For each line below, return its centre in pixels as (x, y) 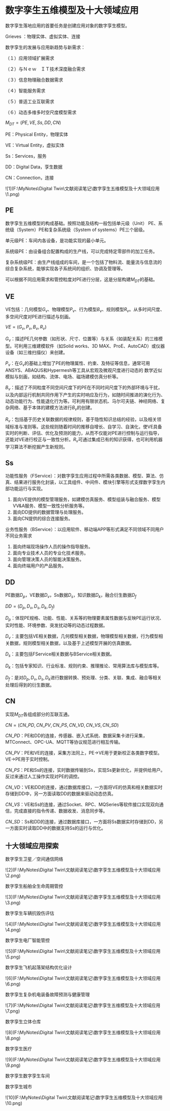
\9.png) (13, 1065)
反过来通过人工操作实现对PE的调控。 (44, 776)
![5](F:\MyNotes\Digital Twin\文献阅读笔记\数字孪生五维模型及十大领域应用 (83, 951)
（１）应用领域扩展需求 (30, 58)
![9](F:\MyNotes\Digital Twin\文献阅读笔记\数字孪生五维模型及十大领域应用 (83, 1059)
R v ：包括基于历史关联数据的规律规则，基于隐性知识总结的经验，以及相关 (81, 420)
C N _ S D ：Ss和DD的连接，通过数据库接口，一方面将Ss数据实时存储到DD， (82, 822)
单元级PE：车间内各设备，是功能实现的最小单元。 (57, 240)
